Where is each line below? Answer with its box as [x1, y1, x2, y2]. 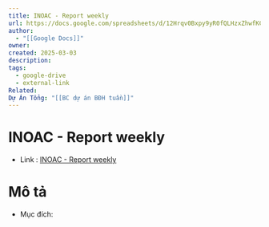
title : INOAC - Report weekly [8, 11, 110, 20]
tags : [8, 64, 26, 72]
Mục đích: [19, 209, 54, 219]
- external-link [15, 79, 70, 87]
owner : [8, 42, 30, 50]
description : [8, 57, 52, 65]
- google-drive [15, 71, 66, 79]
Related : [8, 86, 38, 95]
